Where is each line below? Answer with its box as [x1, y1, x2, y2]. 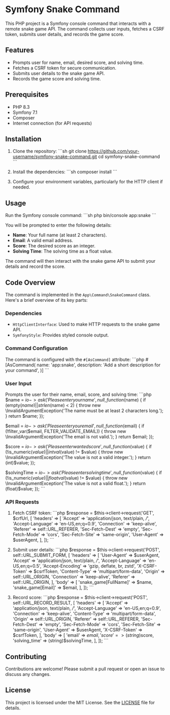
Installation [5, 135, 42, 143]
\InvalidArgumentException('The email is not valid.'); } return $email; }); [5, 433, 154, 440]
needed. [12, 184, 30, 190]
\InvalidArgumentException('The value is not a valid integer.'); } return [5, 454, 151, 460]
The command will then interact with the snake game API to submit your [5, 258, 156, 264]
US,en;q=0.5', [12, 563, 42, 569]
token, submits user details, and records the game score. [5, 31, 124, 37]
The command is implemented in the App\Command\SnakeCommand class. [5, 292, 151, 298]
